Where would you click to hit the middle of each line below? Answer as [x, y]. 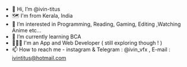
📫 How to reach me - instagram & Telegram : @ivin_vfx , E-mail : [91, 49]
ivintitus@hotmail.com [39, 58]
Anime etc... [26, 30]
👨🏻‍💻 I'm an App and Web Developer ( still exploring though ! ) [87, 43]
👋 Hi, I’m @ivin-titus [36, 9]
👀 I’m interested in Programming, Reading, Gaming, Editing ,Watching [96, 24]
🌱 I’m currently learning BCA [46, 36]
